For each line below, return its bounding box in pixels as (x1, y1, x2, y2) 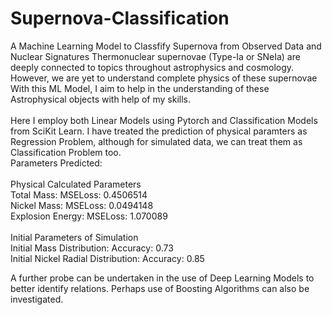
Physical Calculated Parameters (10, 178, 142, 190)
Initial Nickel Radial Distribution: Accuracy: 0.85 (10, 252, 205, 264)
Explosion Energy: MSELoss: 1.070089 (10, 210, 168, 222)
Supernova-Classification (10, 7, 230, 30)
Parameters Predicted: (10, 157, 103, 169)
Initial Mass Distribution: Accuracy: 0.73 (10, 242, 174, 254)
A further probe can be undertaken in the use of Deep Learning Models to (10, 272, 315, 284)
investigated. (10, 293, 64, 305)
